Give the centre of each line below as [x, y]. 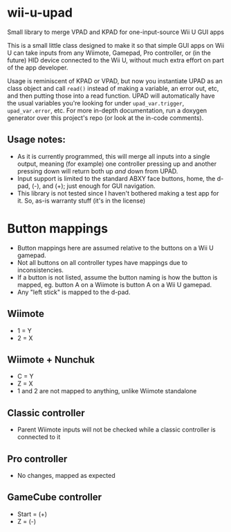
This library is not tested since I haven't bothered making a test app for [118, 193]
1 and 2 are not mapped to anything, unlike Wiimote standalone [107, 391]
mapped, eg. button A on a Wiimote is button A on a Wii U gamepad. [114, 284]
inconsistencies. [40, 270]
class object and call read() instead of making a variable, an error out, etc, [113, 88]
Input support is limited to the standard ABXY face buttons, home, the [116, 178]
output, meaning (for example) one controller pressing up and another [117, 164]
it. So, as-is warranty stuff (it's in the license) [81, 200]
